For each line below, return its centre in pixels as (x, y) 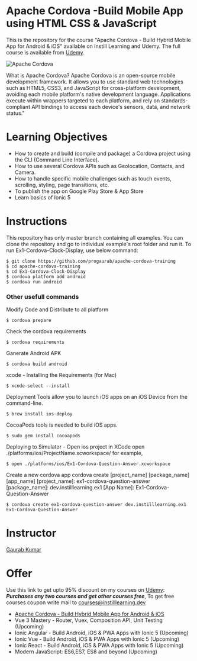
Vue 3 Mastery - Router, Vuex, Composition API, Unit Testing (88, 620)
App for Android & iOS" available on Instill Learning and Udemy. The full (93, 46)
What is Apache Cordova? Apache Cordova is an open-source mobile (91, 75)
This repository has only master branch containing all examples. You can (95, 237)
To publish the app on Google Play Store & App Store (79, 191)
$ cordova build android (37, 364)
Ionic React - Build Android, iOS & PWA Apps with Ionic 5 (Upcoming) (99, 645)
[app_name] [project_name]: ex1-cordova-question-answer (78, 481)
